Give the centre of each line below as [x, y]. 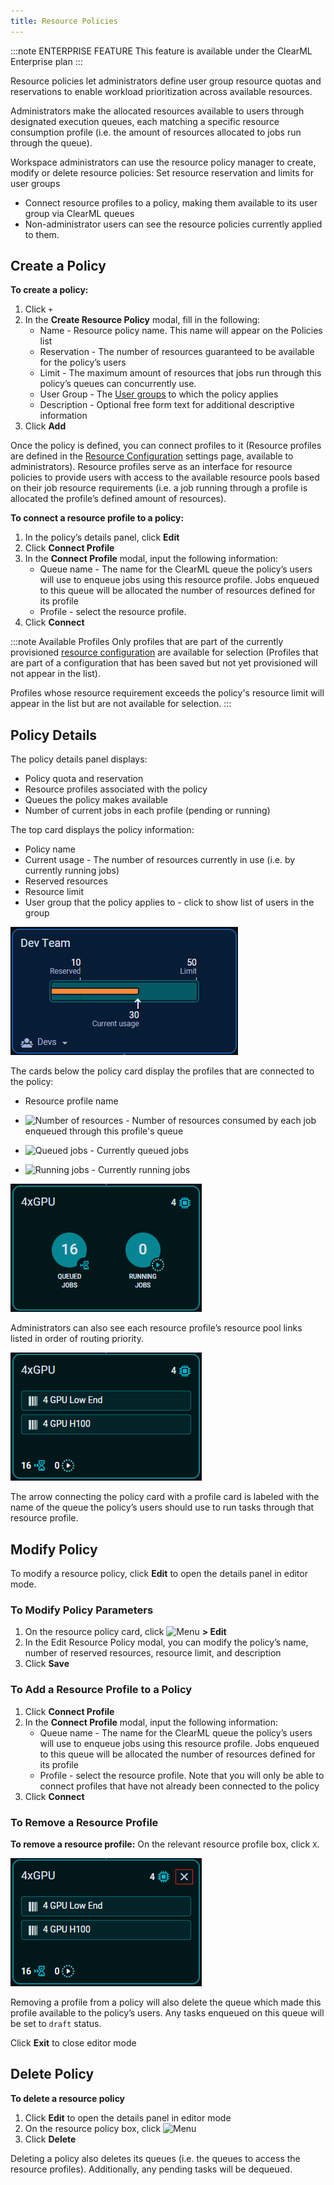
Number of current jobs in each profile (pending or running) [147, 811]
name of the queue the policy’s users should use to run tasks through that [162, 1507]
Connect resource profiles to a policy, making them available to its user [171, 202]
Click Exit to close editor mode [73, 2042]
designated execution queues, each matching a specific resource [145, 121]
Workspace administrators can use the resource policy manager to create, [163, 162]
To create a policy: [49, 290]
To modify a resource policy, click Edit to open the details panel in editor [159, 1574]
